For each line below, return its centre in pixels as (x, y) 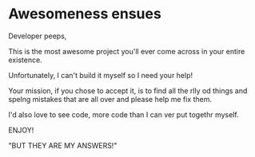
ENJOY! (21, 130)
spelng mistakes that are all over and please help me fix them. (110, 99)
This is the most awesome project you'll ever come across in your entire (127, 51)
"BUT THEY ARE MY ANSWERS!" (63, 145)
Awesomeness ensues (85, 14)
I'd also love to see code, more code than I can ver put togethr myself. (124, 114)
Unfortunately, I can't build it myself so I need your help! (101, 75)
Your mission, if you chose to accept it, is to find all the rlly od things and (128, 90)
